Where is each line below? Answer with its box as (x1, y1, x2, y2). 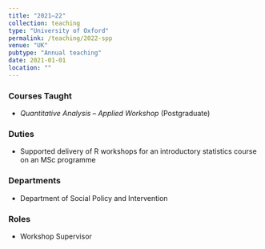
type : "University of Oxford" (8, 26, 110, 34)
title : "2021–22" (8, 11, 66, 20)
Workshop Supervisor (19, 231, 92, 241)
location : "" (8, 64, 52, 72)
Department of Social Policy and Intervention (19, 193, 168, 203)
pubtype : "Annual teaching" (8, 49, 102, 57)
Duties (8, 128, 34, 139)
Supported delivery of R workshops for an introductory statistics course (19, 147, 258, 156)
